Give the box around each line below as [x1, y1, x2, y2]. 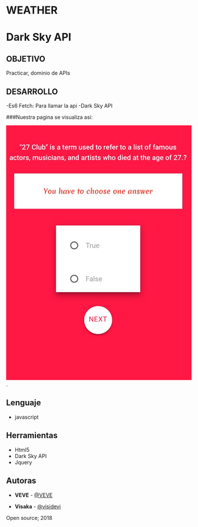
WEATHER [6, 4, 58, 17]
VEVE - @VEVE [14, 491, 53, 498]
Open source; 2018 [6, 514, 52, 521]
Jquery [14, 459, 32, 466]
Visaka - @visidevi [14, 503, 61, 510]
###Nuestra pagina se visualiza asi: [6, 114, 93, 121]
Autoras [6, 476, 37, 486]
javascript [14, 413, 39, 420]
